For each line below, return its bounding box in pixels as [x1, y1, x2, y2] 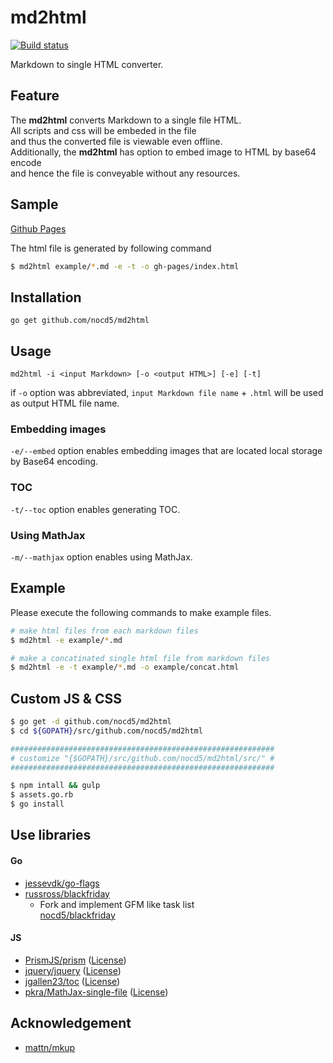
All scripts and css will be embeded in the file [10, 124, 197, 136]
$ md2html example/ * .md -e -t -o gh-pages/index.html [10, 261, 240, 271]
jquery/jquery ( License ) [24, 964, 122, 976]
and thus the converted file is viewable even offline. [10, 135, 223, 147]
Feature [10, 87, 60, 105]
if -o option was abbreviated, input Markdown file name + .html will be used [10, 387, 324, 399]
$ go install [10, 799, 65, 810]
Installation [10, 289, 82, 306]
